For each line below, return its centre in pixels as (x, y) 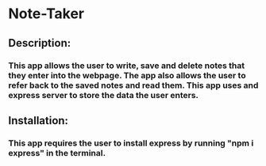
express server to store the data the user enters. (104, 95)
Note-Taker (46, 14)
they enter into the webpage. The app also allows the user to (127, 75)
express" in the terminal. (57, 153)
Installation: (39, 121)
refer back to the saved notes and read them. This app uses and (133, 85)
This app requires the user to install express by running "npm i (131, 143)
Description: (40, 43)
